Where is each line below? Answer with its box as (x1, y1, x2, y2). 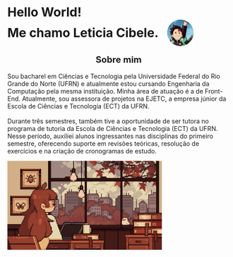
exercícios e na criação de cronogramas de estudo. (7, 146, 157, 155)
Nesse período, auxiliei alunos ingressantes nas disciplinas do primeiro (7, 132, 214, 140)
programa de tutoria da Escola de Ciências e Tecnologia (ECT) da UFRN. (7, 124, 218, 132)
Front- (204, 87, 223, 95)
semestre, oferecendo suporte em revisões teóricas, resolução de (7, 139, 200, 148)
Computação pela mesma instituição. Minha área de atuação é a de (7, 87, 203, 95)
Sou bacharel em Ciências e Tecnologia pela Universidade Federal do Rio (7, 72, 220, 80)
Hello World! (7, 4, 82, 20)
